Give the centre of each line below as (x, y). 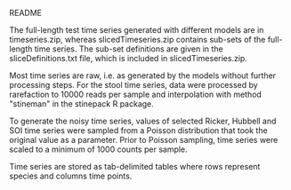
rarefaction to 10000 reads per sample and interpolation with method (136, 94)
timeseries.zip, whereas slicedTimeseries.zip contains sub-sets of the (137, 40)
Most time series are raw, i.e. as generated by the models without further (143, 75)
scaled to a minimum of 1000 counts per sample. (99, 149)
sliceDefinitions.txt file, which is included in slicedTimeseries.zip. (128, 58)
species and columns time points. (71, 176)
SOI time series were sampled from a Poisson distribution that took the (139, 131)
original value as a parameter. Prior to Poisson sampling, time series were (144, 140)
